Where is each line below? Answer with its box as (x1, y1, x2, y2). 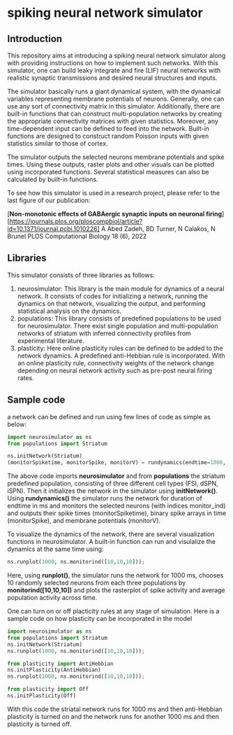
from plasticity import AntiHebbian (7, 660, 114, 667)
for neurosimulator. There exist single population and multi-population (17, 321, 218, 330)
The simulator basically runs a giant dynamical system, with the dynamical (7, 87, 221, 95)
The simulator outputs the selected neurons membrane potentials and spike (7, 153, 225, 161)
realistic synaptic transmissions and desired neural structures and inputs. (7, 73, 218, 82)
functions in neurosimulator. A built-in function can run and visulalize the (7, 538, 216, 546)
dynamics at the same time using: (7, 545, 104, 554)
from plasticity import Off (7, 686, 89, 693)
